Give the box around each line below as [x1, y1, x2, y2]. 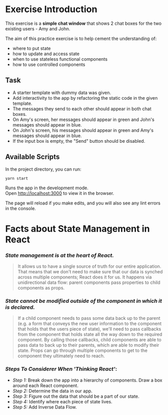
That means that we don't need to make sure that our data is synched [17, 269, 163, 275]
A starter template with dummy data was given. [12, 90, 111, 96]
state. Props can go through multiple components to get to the [17, 348, 148, 354]
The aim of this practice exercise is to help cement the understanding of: [5, 35, 157, 41]
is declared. [5, 304, 35, 311]
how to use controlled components [12, 61, 86, 67]
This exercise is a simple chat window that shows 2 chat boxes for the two [5, 20, 162, 26]
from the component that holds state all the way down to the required [17, 331, 162, 338]
